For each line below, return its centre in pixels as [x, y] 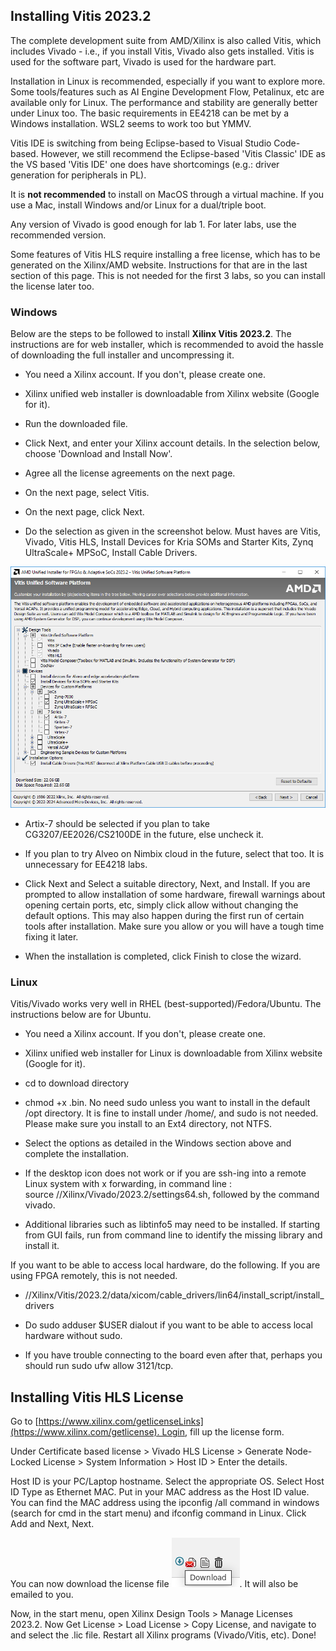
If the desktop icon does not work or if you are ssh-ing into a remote [165, 1173]
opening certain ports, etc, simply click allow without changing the [161, 905]
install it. [42, 1246]
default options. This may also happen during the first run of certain [164, 916]
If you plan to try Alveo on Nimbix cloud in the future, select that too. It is [174, 854]
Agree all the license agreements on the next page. [130, 473]
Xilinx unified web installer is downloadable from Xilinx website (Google [172, 394]
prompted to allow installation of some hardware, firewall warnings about [175, 895]
